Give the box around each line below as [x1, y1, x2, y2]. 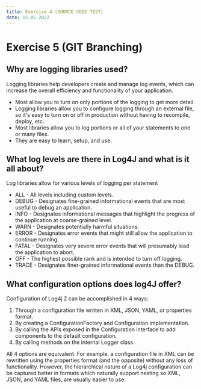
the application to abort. [14, 249, 75, 256]
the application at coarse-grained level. [14, 217, 113, 224]
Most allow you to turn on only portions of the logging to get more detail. [14, 98, 195, 105]
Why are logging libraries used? [6, 64, 128, 75]
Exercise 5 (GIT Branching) [6, 40, 143, 54]
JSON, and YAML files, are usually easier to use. [6, 376, 126, 383]
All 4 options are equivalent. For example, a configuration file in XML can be [6, 350, 194, 358]
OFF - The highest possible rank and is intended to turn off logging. [14, 255, 182, 263]
